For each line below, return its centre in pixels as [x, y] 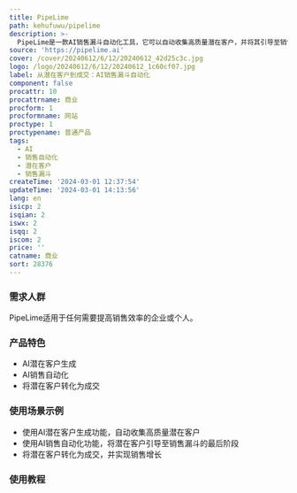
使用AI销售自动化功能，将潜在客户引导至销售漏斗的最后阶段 [130, 443]
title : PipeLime [39, 17]
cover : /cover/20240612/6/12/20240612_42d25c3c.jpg [106, 58]
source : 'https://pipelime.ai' [67, 50]
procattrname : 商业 [44, 100]
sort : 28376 [31, 265]
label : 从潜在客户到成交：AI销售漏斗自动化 [80, 75]
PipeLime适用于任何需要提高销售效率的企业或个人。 [103, 318]
